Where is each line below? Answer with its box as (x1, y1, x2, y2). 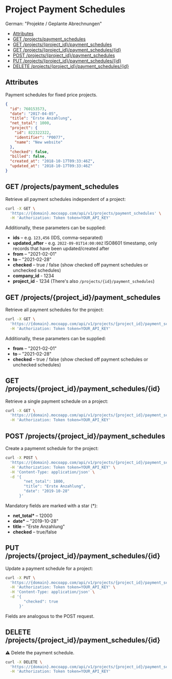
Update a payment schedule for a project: (5, 565, 93, 571)
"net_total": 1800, (24, 479, 66, 484)
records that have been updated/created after (12, 245, 110, 252)
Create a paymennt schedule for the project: (5, 445, 99, 451)
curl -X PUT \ (5, 575, 36, 580)
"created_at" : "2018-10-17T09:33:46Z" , (10, 159, 95, 164)
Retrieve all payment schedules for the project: (5, 306, 104, 313)
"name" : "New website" (14, 139, 63, 145)
